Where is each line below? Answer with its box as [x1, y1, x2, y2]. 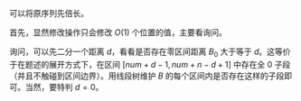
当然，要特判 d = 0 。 [24, 81, 104, 92]
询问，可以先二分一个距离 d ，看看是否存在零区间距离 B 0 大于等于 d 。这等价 [9, 46, 291, 59]
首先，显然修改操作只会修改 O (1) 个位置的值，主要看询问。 [9, 27, 228, 38]
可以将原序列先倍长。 [9, 8, 89, 18]
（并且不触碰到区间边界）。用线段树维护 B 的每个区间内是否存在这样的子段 [9, 70, 285, 81]
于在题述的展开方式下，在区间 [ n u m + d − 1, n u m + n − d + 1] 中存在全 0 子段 [9, 59, 291, 69]
